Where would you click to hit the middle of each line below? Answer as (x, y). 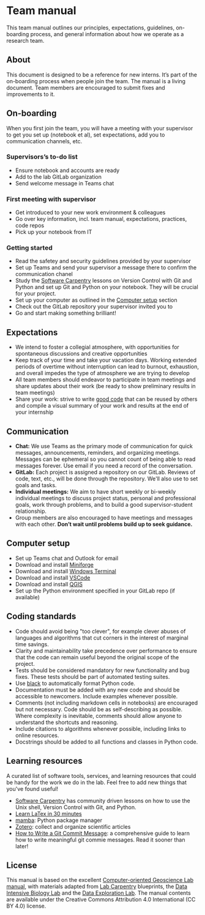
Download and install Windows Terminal (65, 571)
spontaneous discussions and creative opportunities (81, 354)
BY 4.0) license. (26, 906)
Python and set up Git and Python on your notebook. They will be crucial (107, 287)
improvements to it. (31, 94)
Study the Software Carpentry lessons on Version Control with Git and (103, 281)
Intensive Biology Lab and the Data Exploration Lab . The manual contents (99, 893)
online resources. (37, 735)
